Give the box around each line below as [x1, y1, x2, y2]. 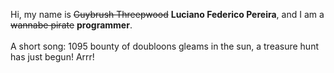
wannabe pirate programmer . [10, 19, 133, 31]
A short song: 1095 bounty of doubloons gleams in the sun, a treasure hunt [10, 40, 320, 52]
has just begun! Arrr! [10, 51, 95, 63]
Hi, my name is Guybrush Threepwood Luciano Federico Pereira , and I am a [10, 9, 325, 20]
